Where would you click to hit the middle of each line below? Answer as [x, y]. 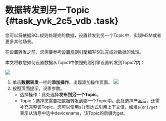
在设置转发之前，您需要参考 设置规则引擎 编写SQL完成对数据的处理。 [75, 52]
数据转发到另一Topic [47, 10]
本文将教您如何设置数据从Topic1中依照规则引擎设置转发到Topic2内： [75, 62]
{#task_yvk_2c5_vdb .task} [62, 21]
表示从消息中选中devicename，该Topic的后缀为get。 [74, 113]
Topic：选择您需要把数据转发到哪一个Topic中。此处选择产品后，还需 [90, 101]
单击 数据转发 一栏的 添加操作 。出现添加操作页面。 [62, 82]
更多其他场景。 [20, 41]
